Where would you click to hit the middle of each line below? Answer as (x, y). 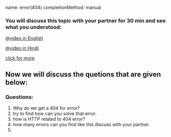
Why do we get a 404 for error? (46, 108)
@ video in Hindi (22, 48)
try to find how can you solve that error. (54, 113)
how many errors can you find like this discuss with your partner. (81, 124)
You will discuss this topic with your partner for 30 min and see (85, 21)
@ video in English (24, 38)
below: (16, 82)
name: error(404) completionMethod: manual (53, 7)
